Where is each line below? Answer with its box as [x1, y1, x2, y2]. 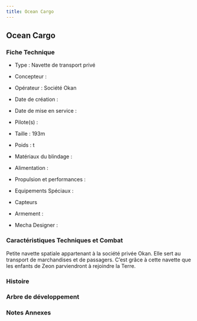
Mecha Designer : [14, 222, 58, 229]
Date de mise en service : [14, 107, 77, 114]
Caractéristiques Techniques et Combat [6, 237, 123, 245]
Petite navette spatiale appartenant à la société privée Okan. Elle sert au [6, 250, 181, 257]
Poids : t [14, 142, 35, 149]
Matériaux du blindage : [14, 153, 73, 160]
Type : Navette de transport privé [14, 61, 96, 68]
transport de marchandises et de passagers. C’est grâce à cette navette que [6, 256, 192, 263]
